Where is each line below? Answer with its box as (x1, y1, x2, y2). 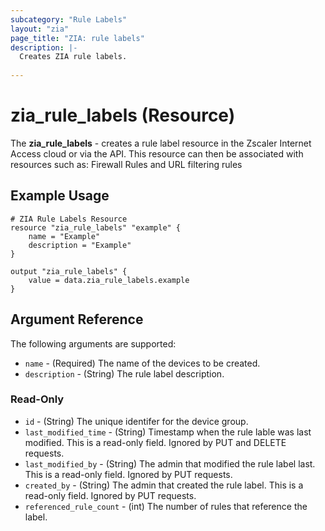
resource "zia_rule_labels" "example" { (10, 222, 182, 233)
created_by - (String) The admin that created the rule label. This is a (24, 479, 304, 491)
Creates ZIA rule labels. (19, 52, 128, 62)
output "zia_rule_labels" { (10, 266, 128, 276)
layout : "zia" (10, 24, 70, 34)
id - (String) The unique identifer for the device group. (24, 415, 249, 427)
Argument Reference (10, 311, 144, 328)
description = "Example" (28, 240, 132, 250)
